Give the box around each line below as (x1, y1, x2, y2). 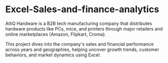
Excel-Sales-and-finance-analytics (5, 4, 160, 15)
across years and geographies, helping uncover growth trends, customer (5, 46, 160, 52)
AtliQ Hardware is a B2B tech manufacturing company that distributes (5, 20, 152, 26)
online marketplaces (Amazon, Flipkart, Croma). (5, 31, 107, 37)
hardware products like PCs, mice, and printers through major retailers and (5, 25, 163, 31)
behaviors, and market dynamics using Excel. (5, 52, 101, 58)
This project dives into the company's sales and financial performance (5, 41, 154, 47)
